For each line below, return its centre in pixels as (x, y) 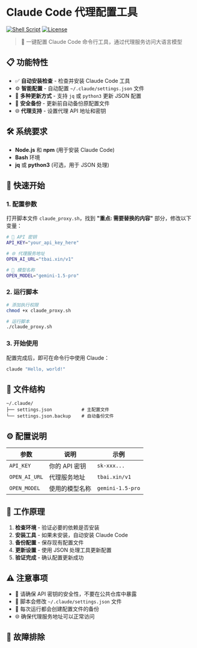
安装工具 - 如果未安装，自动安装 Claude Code (71, 534)
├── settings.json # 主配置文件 (58, 410)
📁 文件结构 (26, 389)
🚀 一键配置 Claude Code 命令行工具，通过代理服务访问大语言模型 (102, 41)
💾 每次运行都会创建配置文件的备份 (57, 609)
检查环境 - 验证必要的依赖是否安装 (57, 527)
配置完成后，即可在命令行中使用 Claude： (58, 357)
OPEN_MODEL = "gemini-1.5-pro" (43, 276)
